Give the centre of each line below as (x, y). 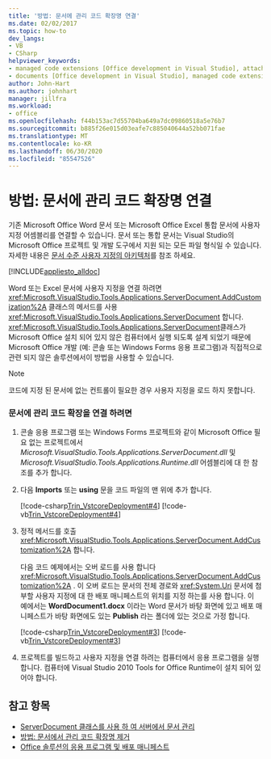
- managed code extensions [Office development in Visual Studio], (124, 69)
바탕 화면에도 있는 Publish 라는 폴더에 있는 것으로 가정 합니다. (152, 616)
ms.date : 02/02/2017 (43, 23)
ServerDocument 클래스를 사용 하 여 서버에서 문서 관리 (107, 727)
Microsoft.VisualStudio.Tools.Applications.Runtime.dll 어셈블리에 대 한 (135, 462)
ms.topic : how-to (38, 31)
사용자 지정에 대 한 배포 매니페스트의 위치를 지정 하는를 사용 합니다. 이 (145, 596)
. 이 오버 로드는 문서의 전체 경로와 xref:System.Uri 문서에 (163, 586)
